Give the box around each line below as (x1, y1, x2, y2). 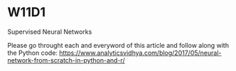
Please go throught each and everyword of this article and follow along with (7, 41, 230, 49)
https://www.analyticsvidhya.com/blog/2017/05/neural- (59, 49, 222, 57)
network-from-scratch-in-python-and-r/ (7, 56, 126, 64)
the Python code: (7, 49, 58, 57)
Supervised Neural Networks (7, 27, 92, 36)
